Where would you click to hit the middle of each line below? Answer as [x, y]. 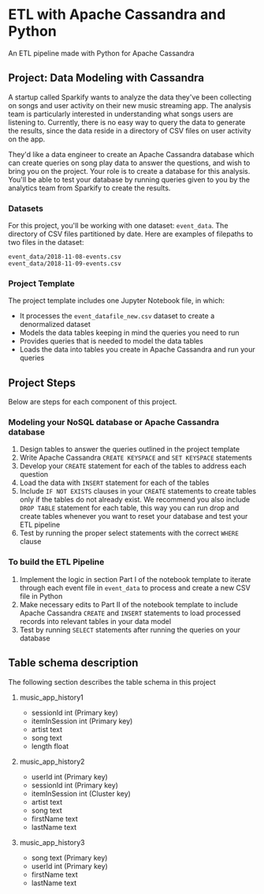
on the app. [27, 139]
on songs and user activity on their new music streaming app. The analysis [130, 105]
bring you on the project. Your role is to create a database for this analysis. [129, 171]
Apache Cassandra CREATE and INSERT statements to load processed [130, 613]
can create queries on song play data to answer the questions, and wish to [129, 163]
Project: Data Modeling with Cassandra [106, 78]
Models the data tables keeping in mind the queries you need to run [129, 332]
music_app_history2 [52, 761]
